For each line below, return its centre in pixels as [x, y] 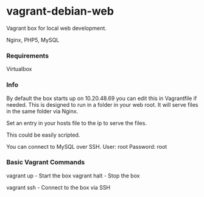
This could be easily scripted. [43, 135]
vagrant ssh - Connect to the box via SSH [58, 187]
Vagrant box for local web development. [56, 28]
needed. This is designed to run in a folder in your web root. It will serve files [102, 104]
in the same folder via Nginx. [42, 111]
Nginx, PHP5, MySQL [33, 40]
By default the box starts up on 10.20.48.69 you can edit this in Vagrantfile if [102, 98]
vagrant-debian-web [60, 11]
